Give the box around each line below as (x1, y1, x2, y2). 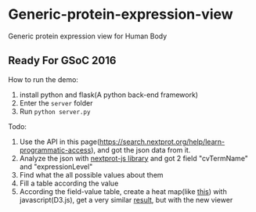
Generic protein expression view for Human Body (8, 31, 168, 41)
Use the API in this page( (19, 137, 100, 146)
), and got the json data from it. (91, 145, 191, 154)
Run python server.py (19, 106, 91, 116)
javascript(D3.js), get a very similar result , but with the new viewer (19, 195, 233, 204)
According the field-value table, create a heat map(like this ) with (19, 186, 227, 196)
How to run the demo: (8, 74, 78, 84)
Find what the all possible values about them (19, 170, 164, 179)
